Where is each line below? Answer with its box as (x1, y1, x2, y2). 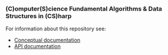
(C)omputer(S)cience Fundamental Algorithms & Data (5, 5, 163, 13)
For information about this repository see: (5, 25, 107, 32)
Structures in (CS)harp (5, 12, 72, 20)
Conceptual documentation (14, 37, 81, 44)
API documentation (14, 43, 61, 50)
